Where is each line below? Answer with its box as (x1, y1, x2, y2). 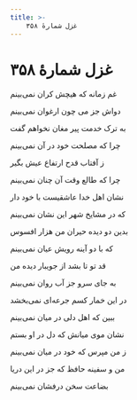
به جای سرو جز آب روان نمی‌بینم (10, 278, 117, 288)
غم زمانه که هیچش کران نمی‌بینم (10, 89, 118, 99)
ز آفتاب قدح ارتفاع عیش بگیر (10, 157, 105, 169)
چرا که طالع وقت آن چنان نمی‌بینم (10, 175, 121, 185)
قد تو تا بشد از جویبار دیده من (10, 261, 107, 271)
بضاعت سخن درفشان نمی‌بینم (10, 380, 109, 391)
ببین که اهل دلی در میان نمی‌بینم (10, 312, 116, 323)
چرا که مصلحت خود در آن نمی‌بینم (10, 140, 121, 151)
